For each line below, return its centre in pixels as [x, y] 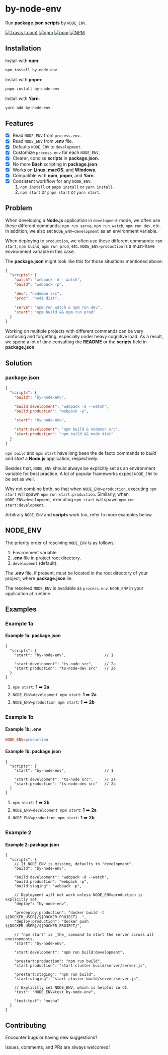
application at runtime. [28, 593]
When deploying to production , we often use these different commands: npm [84, 241]
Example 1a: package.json [33, 636]
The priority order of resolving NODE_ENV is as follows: [60, 543]
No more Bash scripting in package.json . [55, 164]
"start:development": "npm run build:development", [69, 953]
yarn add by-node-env [28, 108]
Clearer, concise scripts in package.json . [56, 158]
